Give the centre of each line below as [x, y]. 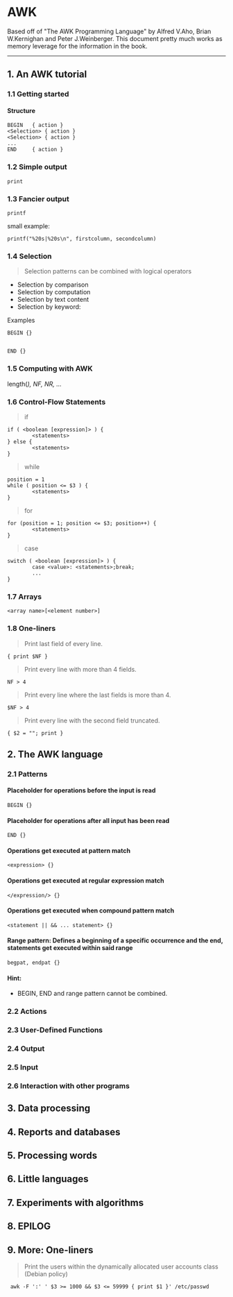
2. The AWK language [55, 754]
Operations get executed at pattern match [69, 850]
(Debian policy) [46, 1274]
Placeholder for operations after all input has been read [88, 820]
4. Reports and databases [64, 1132]
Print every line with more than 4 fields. [80, 669]
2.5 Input [23, 1067]
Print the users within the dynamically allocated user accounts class [121, 1266]
